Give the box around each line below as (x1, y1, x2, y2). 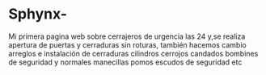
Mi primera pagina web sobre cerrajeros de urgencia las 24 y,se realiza (8, 31, 246, 41)
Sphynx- (8, 5, 67, 23)
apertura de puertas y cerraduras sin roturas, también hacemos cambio (8, 40, 247, 49)
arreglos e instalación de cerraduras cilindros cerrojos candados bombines (8, 48, 259, 58)
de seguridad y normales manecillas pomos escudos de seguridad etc (8, 57, 243, 67)
